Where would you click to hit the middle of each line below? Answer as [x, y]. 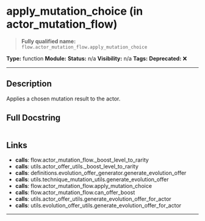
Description [29, 84]
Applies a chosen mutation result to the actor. [63, 99]
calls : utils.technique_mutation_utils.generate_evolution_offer [92, 179]
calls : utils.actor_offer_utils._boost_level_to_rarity [77, 167]
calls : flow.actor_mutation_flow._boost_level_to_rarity [82, 160]
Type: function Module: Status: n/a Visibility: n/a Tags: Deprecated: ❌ [97, 58]
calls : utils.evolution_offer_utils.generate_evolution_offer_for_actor [98, 206]
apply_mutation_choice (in [75, 11]
